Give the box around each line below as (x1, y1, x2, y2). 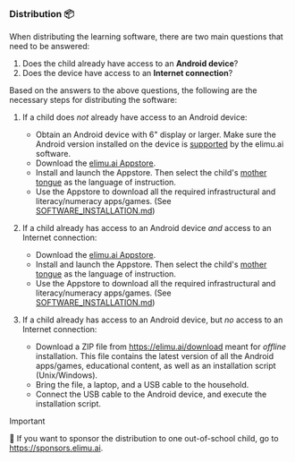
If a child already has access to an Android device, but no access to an (21, 314, 283, 325)
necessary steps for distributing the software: (9, 95, 177, 106)
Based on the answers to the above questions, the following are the (9, 85, 257, 96)
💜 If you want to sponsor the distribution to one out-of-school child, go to (9, 433, 279, 444)
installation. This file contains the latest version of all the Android (35, 351, 274, 362)
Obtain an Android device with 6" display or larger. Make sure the (35, 129, 277, 141)
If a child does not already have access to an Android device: (21, 112, 248, 123)
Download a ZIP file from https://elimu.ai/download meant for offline (35, 341, 287, 352)
